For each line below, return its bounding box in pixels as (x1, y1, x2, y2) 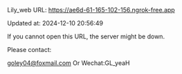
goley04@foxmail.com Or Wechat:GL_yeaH (7, 59, 130, 67)
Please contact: (7, 46, 52, 53)
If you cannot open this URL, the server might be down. (7, 32, 165, 40)
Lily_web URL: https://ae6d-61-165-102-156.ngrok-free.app (7, 6, 175, 14)
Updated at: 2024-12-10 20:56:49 (7, 19, 104, 27)
